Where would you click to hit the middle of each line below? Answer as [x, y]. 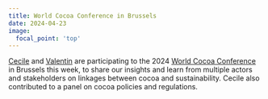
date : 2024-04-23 [38, 23]
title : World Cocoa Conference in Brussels [83, 16]
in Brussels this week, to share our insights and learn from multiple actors [130, 70]
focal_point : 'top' [48, 38]
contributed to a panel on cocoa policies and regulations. [103, 87]
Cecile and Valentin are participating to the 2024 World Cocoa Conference [132, 61]
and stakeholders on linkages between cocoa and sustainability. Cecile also [134, 78]
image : [19, 31]
